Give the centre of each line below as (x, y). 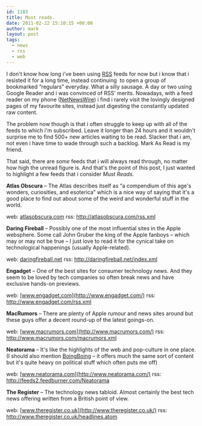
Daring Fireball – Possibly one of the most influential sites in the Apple (93, 228)
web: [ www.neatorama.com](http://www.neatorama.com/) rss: (84, 374)
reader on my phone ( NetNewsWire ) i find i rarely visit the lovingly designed (100, 99)
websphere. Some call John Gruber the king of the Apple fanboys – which (98, 234)
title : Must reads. (31, 17)
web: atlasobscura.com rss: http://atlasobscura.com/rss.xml (81, 216)
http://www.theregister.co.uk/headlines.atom (62, 416)
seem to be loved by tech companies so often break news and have (90, 277)
